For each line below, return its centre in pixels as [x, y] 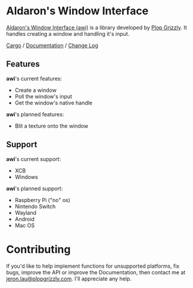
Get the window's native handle [54, 103]
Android [24, 219]
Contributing [38, 249]
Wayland [26, 212]
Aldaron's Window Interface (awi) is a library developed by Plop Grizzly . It [97, 27]
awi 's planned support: [35, 188]
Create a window [35, 90]
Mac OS [24, 225]
